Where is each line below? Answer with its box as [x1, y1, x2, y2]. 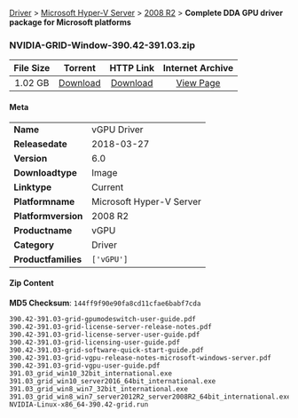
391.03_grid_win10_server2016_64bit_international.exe [9, 376, 216, 385]
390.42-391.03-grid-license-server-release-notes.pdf [9, 322, 213, 331]
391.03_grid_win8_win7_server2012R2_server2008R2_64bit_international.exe [9, 392, 292, 401]
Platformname [13, 195, 75, 208]
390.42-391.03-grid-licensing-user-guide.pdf [9, 337, 180, 347]
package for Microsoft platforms [9, 17, 131, 28]
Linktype [13, 181, 52, 193]
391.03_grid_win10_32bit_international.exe [9, 368, 173, 378]
